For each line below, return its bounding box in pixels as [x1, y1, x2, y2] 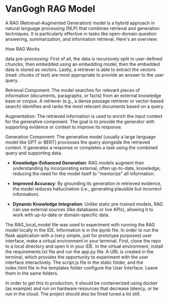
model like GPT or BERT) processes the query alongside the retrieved [5, 139, 150, 145]
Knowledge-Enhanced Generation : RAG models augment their [12, 159, 145, 165]
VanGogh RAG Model [5, 3, 95, 15]
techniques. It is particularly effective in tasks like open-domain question [5, 30, 157, 37]
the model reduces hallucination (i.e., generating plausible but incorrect [12, 186, 162, 192]
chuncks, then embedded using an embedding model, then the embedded [5, 61, 160, 67]
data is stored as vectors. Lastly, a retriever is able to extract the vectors [5, 66, 156, 73]
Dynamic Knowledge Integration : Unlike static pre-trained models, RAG [12, 201, 163, 207]
